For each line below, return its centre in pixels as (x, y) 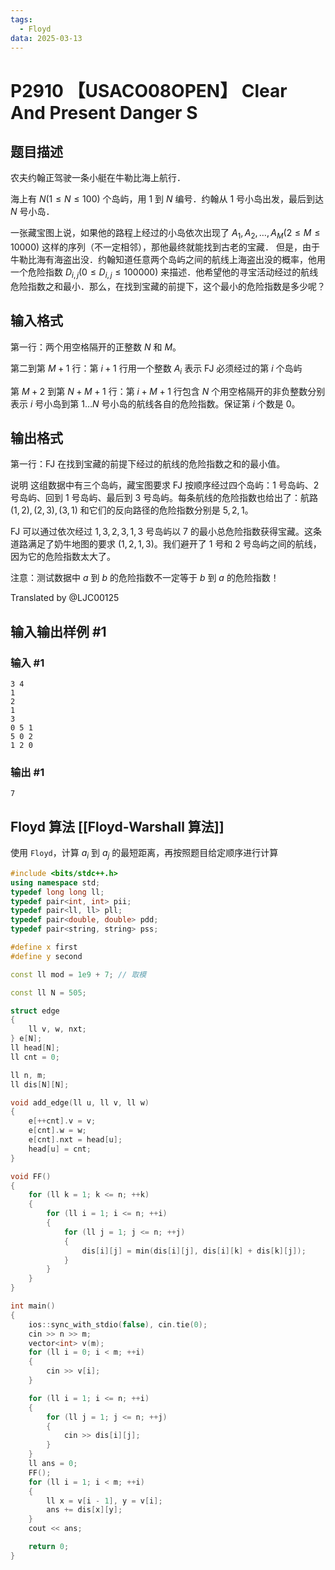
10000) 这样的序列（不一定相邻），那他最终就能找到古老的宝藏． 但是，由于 (165, 247)
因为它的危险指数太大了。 (63, 557)
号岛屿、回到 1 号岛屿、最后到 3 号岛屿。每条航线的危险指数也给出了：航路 (164, 498)
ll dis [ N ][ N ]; (40, 1084)
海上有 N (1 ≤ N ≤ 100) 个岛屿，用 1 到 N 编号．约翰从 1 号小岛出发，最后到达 (167, 199)
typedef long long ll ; (57, 892)
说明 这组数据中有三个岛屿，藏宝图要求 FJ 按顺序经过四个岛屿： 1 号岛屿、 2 (165, 485)
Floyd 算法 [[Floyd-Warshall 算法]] (117, 826)
